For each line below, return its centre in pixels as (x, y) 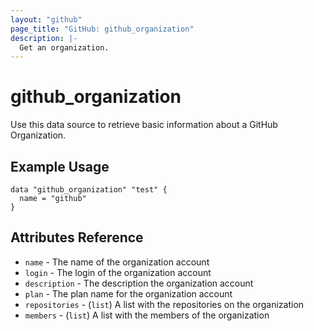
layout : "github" (46, 19)
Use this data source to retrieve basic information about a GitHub (144, 125)
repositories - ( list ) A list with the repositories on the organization (164, 304)
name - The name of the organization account (117, 262)
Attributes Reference (77, 237)
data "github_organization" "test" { (89, 190)
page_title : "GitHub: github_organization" (102, 29)
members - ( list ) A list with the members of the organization (147, 315)
